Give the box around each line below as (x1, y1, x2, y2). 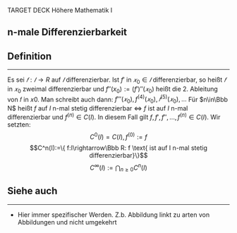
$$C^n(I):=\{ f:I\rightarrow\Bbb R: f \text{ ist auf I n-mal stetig (29, 144, 208, 152)
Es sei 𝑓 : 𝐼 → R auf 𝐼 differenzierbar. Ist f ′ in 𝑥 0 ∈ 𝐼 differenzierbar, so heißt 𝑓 (7, 75, 226, 85)
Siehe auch (7, 185, 58, 197)
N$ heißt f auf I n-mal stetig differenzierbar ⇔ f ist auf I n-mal (7, 104, 188, 113)
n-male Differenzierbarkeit (7, 26, 128, 38)
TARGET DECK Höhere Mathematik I (7, 6, 113, 14)
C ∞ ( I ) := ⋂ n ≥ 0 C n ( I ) (89, 162, 148, 173)
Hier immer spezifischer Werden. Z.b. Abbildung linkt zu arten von (17, 210, 210, 219)
